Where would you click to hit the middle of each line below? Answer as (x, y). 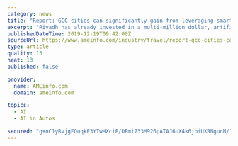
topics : (19, 106)
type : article (28, 47)
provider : (22, 79)
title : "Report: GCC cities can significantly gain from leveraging (110, 21)
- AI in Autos (34, 119)
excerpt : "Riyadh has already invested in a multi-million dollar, (109, 27)
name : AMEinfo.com (41, 86)
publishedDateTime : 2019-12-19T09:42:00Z (69, 34)
